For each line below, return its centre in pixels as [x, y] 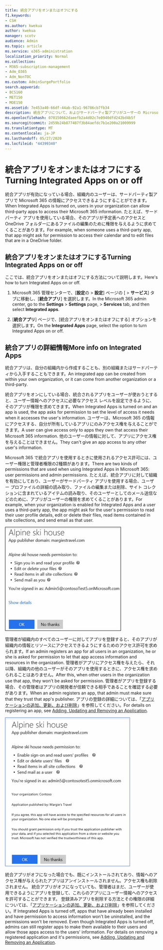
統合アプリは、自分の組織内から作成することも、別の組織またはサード [75, 367]
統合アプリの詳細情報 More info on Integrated [73, 347]
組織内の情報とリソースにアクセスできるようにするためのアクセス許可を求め [81, 645]
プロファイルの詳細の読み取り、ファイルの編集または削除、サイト [76, 487]
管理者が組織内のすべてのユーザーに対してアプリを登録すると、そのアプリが [81, 639]
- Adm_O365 [16, 72]
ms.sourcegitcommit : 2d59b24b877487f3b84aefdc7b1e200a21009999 [70, 123]
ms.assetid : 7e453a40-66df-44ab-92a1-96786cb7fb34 [57, 108]
